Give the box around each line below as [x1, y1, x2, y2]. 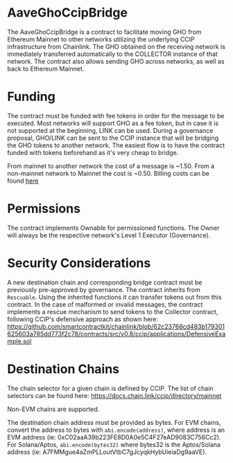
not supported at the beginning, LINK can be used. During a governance [7, 126, 214, 134]
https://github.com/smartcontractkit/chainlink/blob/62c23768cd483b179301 [7, 322, 225, 330]
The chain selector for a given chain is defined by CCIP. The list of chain [7, 384, 214, 392]
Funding [7, 89, 55, 105]
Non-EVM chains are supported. [7, 405, 100, 413]
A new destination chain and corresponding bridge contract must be [7, 278, 202, 287]
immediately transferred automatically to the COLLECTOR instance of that [7, 50, 218, 58]
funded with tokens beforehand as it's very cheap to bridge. [7, 148, 179, 156]
